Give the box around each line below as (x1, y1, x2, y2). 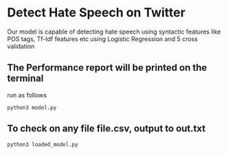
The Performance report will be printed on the (7, 62, 207, 73)
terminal (7, 73, 44, 84)
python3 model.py (7, 104, 57, 111)
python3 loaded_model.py (7, 141, 78, 148)
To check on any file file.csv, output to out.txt (7, 123, 206, 134)
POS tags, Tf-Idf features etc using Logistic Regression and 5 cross (7, 34, 198, 43)
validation (7, 42, 35, 50)
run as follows (7, 91, 47, 99)
